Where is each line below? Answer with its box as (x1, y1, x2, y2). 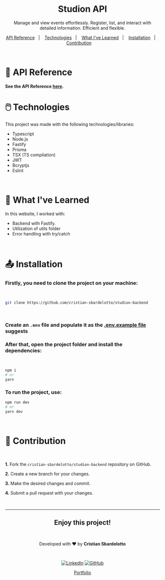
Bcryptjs (12, 162, 29, 168)
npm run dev (5, 400, 29, 405)
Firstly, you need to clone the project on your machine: (5, 279, 138, 286)
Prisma (12, 147, 27, 153)
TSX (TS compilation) (12, 152, 55, 157)
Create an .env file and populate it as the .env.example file (5, 321, 146, 328)
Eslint (12, 167, 24, 173)
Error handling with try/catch (12, 231, 70, 236)
